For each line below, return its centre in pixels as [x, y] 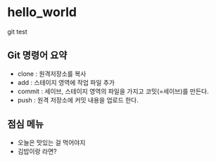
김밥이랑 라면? [37, 151]
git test [18, 32]
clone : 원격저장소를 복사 [52, 74]
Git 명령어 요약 [37, 56]
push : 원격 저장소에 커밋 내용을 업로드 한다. [78, 100]
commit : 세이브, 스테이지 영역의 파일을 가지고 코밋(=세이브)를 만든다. [113, 91]
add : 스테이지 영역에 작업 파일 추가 [66, 82]
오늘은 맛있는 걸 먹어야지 [51, 142]
